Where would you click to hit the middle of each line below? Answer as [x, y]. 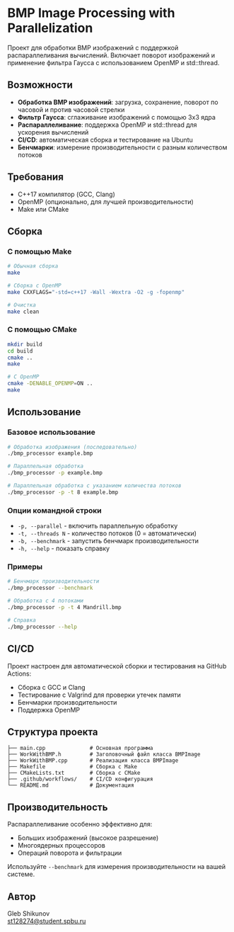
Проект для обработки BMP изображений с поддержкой [93, 47]
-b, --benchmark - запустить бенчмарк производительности [108, 541]
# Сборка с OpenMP [34, 285]
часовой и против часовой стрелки [71, 109]
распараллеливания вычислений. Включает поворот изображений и [111, 55]
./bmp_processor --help [42, 627]
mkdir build [25, 344]
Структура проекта [53, 732]
